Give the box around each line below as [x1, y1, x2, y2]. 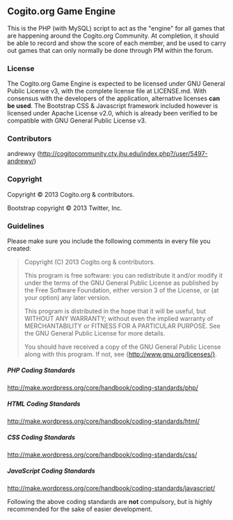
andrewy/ [7, 157, 35, 166]
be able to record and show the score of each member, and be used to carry [7, 38, 227, 47]
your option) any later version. [24, 294, 111, 301]
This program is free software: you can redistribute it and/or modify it [24, 271, 223, 279]
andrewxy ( [7, 150, 40, 158]
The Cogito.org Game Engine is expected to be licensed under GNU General [7, 79, 225, 88]
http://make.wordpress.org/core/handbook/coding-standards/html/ [7, 417, 200, 425]
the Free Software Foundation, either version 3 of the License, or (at [24, 286, 219, 294]
